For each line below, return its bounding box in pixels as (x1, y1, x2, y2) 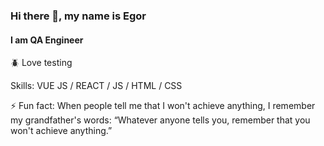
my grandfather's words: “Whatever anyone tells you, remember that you (10, 114, 311, 126)
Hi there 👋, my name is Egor (10, 9, 147, 23)
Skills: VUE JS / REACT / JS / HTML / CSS (10, 80, 183, 92)
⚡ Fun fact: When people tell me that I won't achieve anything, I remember (10, 100, 316, 112)
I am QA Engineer (10, 34, 84, 46)
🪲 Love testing (10, 57, 73, 69)
